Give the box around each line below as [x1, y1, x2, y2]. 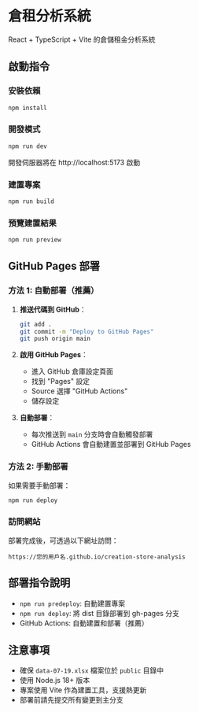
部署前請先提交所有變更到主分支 [19, 695, 123, 705]
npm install [8, 104, 47, 112]
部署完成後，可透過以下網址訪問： [8, 536, 119, 545]
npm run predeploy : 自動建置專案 [19, 599, 126, 608]
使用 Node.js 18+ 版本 [19, 676, 90, 685]
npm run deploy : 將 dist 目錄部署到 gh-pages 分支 [19, 608, 179, 618]
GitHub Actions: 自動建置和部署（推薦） [19, 618, 149, 628]
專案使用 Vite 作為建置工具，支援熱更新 [19, 685, 147, 695]
